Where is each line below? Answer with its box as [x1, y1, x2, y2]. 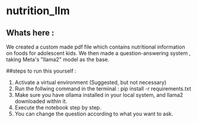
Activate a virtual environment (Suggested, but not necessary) [14, 79, 167, 86]
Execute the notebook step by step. [14, 104, 102, 111]
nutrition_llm [6, 4, 70, 18]
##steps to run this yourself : [6, 67, 77, 75]
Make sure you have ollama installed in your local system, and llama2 [14, 92, 183, 98]
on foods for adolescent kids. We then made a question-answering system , [6, 50, 191, 57]
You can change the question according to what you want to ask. [14, 111, 173, 117]
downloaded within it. [14, 98, 67, 105]
